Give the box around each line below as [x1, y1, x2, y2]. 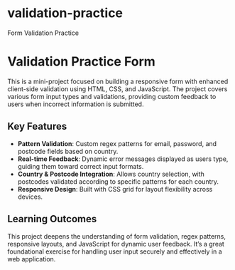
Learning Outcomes [7, 213, 97, 225]
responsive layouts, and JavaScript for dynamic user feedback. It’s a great [7, 239, 225, 248]
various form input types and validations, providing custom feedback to [7, 92, 217, 100]
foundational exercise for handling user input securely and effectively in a [7, 247, 222, 256]
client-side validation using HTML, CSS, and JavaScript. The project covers [7, 84, 228, 93]
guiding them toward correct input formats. [17, 162, 144, 170]
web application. [7, 254, 56, 263]
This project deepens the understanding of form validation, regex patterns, [7, 232, 226, 240]
